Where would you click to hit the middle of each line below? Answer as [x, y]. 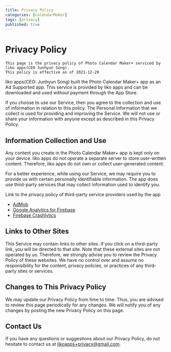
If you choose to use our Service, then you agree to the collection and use [83, 102]
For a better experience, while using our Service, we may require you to [80, 174]
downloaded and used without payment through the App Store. [71, 93]
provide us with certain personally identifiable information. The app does [82, 179]
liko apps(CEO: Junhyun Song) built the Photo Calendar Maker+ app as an [83, 82]
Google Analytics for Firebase [44, 210]
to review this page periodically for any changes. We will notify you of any [83, 305]
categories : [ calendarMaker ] [36, 15]
